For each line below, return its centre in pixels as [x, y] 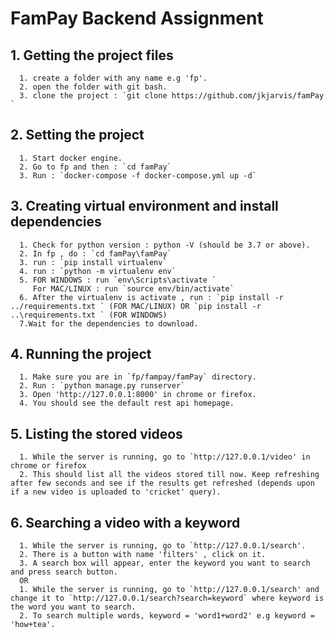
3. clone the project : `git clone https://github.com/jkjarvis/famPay [172, 96]
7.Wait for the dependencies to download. [109, 323]
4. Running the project [81, 354]
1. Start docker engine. [71, 158]
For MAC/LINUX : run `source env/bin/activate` [133, 288]
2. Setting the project [77, 135]
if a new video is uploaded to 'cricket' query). [116, 492]
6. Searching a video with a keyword [125, 522]
